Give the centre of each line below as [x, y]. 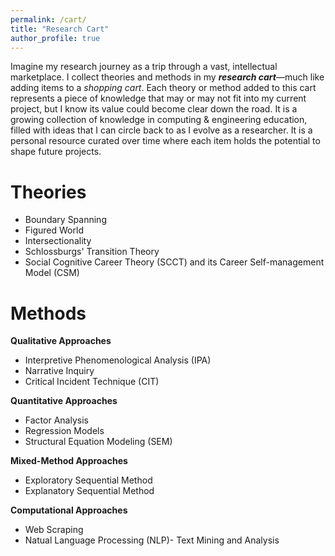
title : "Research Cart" [60, 29]
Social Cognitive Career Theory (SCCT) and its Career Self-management [174, 262]
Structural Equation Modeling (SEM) [98, 442]
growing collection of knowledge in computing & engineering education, [159, 120]
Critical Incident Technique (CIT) [92, 382]
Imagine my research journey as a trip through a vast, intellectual [144, 67]
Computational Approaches [69, 510]
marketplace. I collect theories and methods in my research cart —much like [167, 77]
